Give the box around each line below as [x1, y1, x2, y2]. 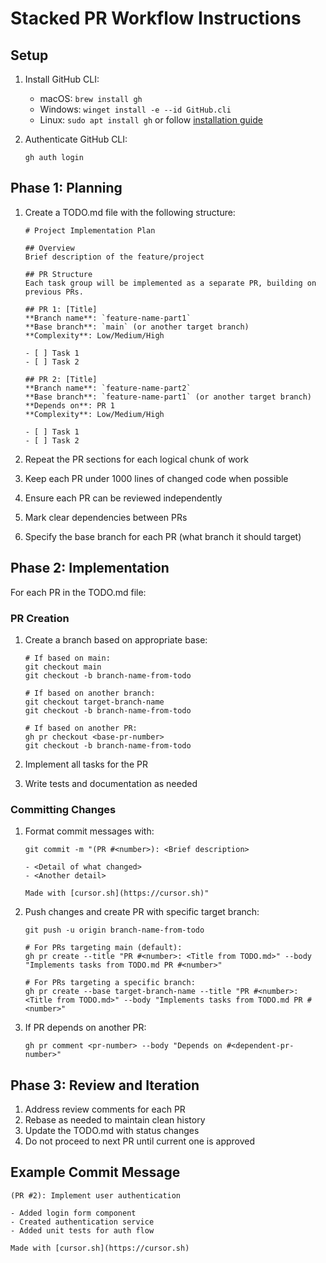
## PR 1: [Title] [24, 304, 98, 314]
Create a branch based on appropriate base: [24, 633, 208, 646]
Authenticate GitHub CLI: [24, 133, 128, 145]
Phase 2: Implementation [10, 560, 170, 577]
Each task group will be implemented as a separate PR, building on [24, 278, 317, 288]
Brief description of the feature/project [24, 252, 205, 262]
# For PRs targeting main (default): [24, 943, 183, 953]
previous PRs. [24, 287, 84, 297]
